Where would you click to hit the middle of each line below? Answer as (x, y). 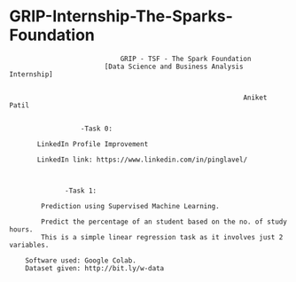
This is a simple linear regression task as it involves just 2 (162, 237)
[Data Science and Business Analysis (174, 67)
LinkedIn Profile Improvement (93, 144)
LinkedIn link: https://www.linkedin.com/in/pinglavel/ (142, 160)
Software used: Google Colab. (81, 260)
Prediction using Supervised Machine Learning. (130, 206)
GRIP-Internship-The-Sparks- (121, 16)
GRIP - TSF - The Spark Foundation (186, 59)
